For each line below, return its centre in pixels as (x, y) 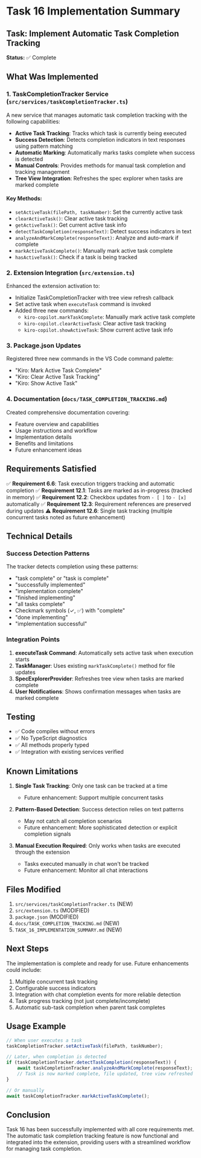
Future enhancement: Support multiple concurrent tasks (94, 797)
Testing (21, 717)
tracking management (42, 171)
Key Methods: (24, 199)
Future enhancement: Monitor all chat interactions (86, 870)
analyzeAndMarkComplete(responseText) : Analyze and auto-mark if (97, 238)
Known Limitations (42, 771)
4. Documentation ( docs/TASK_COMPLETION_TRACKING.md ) (87, 399)
